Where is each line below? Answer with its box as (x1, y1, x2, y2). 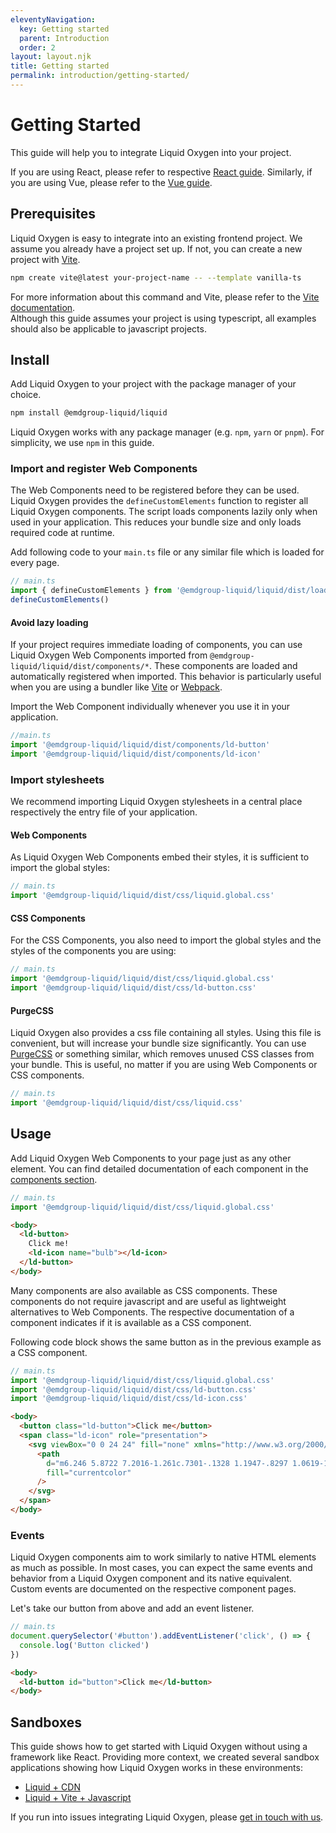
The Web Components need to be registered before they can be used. (10, 484, 300, 496)
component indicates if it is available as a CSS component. (10, 1316, 252, 1328)
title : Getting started (10, 61, 110, 71)
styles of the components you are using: (10, 945, 177, 957)
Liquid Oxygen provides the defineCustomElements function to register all (10, 495, 309, 507)
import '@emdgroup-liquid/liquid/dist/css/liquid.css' (10, 1098, 244, 1108)
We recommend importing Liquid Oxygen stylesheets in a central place (10, 796, 303, 808)
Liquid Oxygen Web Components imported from (10, 649, 208, 661)
